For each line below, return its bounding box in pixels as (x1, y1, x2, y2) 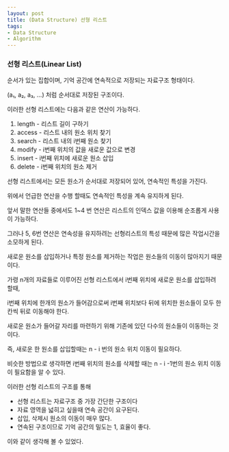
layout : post (7, 10, 44, 17)
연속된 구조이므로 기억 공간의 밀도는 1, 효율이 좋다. (16, 423, 151, 431)
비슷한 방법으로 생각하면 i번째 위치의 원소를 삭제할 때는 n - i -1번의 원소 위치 (7, 360, 209, 368)
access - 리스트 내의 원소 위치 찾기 (16, 128, 111, 137)
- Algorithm (7, 36, 41, 42)
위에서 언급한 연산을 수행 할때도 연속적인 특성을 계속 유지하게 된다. (7, 192, 184, 200)
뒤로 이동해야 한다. (19, 307, 70, 316)
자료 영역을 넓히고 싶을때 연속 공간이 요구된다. (16, 405, 140, 414)
